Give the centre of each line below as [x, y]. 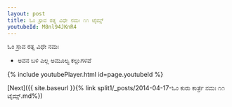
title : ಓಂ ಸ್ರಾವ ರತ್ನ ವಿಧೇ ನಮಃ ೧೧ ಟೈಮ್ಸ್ [56, 20]
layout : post [26, 14]
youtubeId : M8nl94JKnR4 [42, 27]
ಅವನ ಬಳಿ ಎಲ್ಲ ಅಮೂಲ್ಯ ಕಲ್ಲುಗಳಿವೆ [54, 61]
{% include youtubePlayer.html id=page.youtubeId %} [85, 75]
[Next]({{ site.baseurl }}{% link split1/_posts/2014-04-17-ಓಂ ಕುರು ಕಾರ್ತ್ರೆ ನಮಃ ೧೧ [116, 88]
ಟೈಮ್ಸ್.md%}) [25, 96]
